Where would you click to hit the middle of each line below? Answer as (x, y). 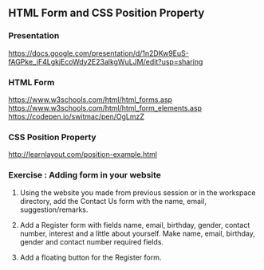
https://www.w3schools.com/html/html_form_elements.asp (105, 108)
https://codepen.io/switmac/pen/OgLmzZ (77, 116)
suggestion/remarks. (54, 209)
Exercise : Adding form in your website (85, 175)
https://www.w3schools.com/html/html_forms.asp (91, 100)
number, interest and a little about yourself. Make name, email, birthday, (137, 233)
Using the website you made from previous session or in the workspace (138, 192)
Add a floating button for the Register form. (91, 257)
